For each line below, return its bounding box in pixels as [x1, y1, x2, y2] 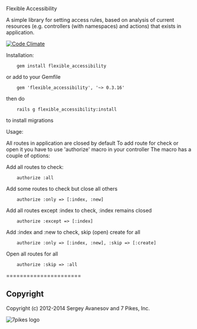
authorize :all [16, 175, 54, 181]
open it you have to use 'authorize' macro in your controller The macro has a [6, 146, 192, 152]
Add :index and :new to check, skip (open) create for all [6, 229, 141, 235]
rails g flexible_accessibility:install [16, 107, 117, 112]
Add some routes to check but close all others [6, 185, 118, 192]
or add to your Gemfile [6, 74, 61, 80]
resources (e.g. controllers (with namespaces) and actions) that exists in [6, 23, 182, 29]
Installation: [6, 52, 34, 58]
